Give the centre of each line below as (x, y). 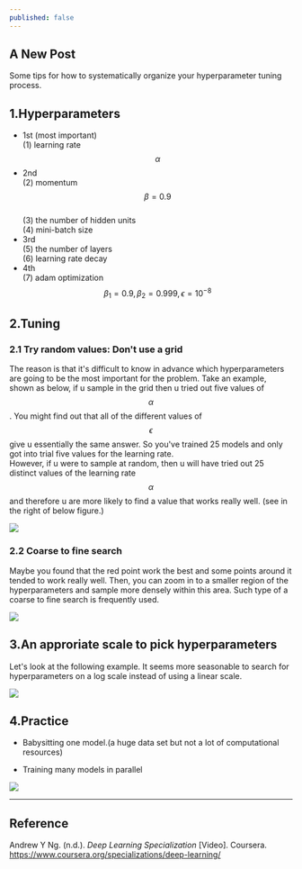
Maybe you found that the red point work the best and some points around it (151, 570)
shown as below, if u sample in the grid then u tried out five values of (137, 388)
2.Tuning (35, 324)
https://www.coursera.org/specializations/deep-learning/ (115, 855)
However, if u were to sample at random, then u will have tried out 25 (137, 464)
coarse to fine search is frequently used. (84, 599)
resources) (42, 752)
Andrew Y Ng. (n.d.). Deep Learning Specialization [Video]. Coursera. (138, 845)
